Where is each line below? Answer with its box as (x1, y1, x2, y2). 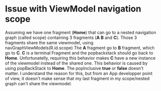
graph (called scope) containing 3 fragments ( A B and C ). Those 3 (5, 35, 137, 40)
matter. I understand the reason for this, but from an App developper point (5, 70, 153, 76)
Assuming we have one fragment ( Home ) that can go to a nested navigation (5, 29, 156, 35)
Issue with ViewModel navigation (5, 3, 142, 14)
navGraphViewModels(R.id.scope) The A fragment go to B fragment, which (5, 45, 155, 51)
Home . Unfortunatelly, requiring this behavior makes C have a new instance (5, 55, 156, 61)
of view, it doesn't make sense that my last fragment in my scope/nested (5, 76, 150, 81)
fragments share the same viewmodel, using (5, 39, 93, 45)
